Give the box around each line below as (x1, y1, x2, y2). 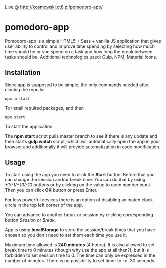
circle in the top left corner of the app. (5, 202, 83, 208)
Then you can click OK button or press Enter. (5, 187, 98, 193)
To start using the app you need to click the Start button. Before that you (5, 171, 155, 177)
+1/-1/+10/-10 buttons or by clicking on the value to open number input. (5, 181, 152, 188)
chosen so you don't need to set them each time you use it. (5, 232, 127, 238)
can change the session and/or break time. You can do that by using (5, 177, 146, 182)
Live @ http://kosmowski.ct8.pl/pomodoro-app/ (5, 4, 103, 10)
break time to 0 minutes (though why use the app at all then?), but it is (5, 247, 149, 253)
